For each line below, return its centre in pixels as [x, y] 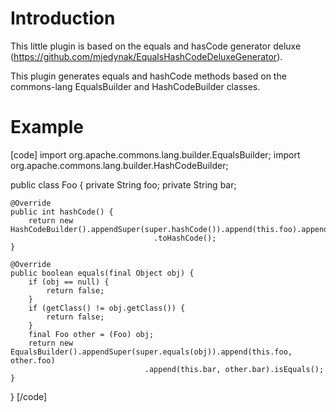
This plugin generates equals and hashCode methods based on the [148, 76]
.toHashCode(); [185, 238]
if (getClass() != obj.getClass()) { [107, 308]
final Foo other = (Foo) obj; [91, 334]
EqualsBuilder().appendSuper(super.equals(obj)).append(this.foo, [151, 352]
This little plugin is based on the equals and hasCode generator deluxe [156, 46]
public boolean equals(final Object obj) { [102, 273]
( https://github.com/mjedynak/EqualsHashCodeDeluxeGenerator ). [146, 56]
